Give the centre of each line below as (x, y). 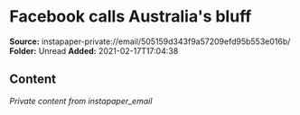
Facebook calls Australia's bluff (131, 17)
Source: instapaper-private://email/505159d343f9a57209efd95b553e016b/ (150, 41)
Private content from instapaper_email (81, 101)
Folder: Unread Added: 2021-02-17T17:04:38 (94, 50)
